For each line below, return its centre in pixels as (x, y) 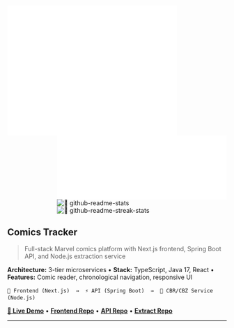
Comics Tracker (42, 232)
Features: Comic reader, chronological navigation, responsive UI (100, 277)
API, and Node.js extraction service (75, 256)
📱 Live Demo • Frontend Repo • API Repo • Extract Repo (90, 311)
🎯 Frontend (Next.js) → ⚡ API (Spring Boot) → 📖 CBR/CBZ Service (110, 291)
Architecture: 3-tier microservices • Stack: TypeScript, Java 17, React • (111, 270)
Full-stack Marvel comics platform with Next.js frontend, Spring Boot (123, 249)
